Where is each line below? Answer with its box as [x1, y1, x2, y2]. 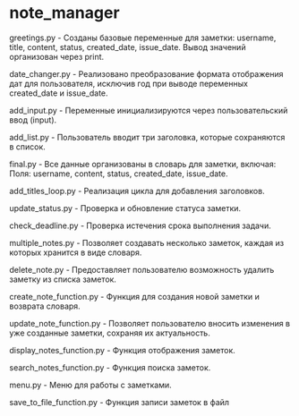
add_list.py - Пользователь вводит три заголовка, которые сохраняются [9, 132, 286, 142]
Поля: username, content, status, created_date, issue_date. [9, 168, 228, 179]
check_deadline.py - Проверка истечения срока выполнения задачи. [9, 220, 271, 231]
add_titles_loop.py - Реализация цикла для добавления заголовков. [9, 185, 266, 196]
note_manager [9, 3, 120, 23]
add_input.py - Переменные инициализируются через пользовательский [9, 105, 288, 115]
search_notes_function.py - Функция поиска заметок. [9, 361, 211, 373]
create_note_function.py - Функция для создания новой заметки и [9, 291, 260, 301]
